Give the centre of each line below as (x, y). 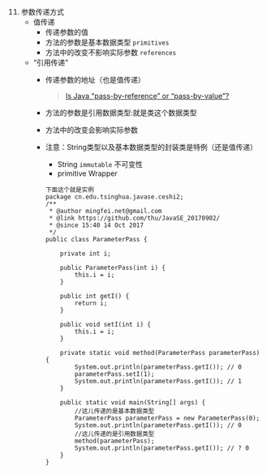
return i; (91, 303)
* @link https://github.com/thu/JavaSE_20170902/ (135, 218)
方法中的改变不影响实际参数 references (111, 52)
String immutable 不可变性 (100, 164)
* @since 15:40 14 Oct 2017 (97, 225)
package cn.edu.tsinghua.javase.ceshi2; (114, 197)
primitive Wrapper (87, 173)
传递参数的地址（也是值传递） (95, 80)
